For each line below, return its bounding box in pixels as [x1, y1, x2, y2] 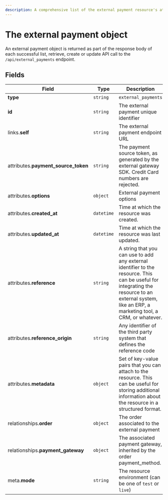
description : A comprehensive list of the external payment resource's [5, 7, 157, 13]
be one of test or [118, 480, 159, 487]
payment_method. [118, 459, 161, 466]
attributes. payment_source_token [7, 162, 88, 170]
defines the [118, 341, 145, 348]
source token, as [118, 150, 158, 157]
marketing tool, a [118, 308, 158, 315]
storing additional [118, 387, 160, 394]
